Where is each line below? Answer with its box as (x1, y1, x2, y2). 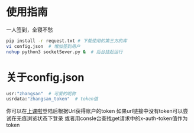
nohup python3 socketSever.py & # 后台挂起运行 (6, 48, 123, 55)
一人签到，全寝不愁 (6, 26, 53, 33)
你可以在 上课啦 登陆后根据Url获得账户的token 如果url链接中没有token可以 (6, 108, 183, 115)
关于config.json (6, 70, 85, 84)
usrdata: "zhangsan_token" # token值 (6, 96, 99, 102)
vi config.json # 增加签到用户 (6, 43, 81, 49)
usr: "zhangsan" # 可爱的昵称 (6, 90, 76, 96)
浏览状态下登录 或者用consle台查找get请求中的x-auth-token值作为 (26, 115, 188, 122)
